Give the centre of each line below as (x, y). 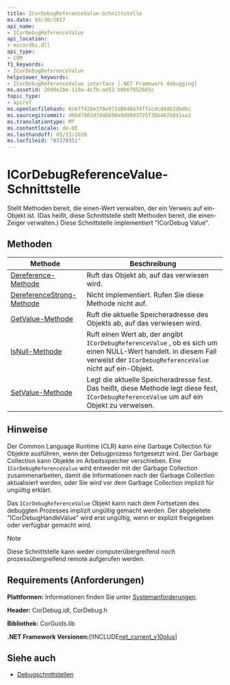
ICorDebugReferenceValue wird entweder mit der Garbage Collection (102, 468)
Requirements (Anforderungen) (76, 581)
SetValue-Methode (42, 393)
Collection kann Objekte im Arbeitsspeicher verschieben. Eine (94, 460)
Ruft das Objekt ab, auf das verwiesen (148, 275)
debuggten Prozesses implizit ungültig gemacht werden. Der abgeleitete (109, 510)
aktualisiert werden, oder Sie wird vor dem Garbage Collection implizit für (111, 482)
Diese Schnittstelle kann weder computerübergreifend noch (91, 551)
